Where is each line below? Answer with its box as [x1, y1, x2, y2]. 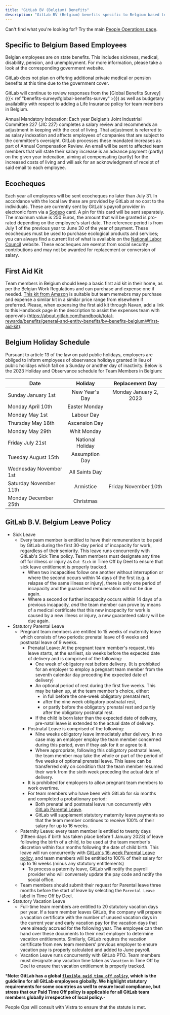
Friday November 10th [108, 483, 162, 490]
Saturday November [8, 480, 56, 487]
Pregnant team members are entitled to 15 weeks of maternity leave [20, 628, 161, 634]
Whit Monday [69, 427, 102, 434]
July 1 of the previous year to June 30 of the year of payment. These [5, 225, 148, 231]
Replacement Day [113, 380, 157, 387]
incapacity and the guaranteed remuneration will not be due [27, 585, 153, 591]
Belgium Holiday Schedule [5, 338, 90, 347]
